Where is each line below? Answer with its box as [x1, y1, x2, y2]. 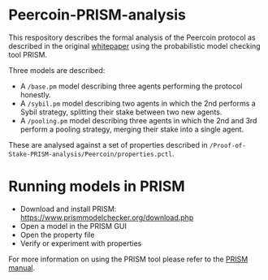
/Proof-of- [210, 141, 246, 149]
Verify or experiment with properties [19, 238, 142, 248]
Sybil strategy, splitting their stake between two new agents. [19, 107, 223, 117]
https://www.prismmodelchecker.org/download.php [19, 213, 194, 222]
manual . [8, 262, 35, 273]
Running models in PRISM [8, 177, 185, 196]
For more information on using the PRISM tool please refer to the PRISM [8, 254, 249, 264]
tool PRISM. [8, 50, 47, 59]
